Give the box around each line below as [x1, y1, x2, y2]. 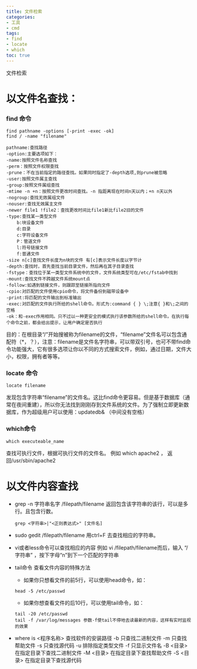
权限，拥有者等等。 [16, 353, 63, 360]
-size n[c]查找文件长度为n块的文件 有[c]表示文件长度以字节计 [6, 257, 142, 264]
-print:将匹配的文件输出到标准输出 [6, 295, 82, 301]
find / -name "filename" [6, 134, 67, 139]
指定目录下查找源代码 [29, 657, 82, 664]
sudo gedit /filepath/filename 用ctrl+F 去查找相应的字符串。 [14, 531, 159, 538]
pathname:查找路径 [6, 145, 48, 151]
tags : [6, 31, 19, 36]
